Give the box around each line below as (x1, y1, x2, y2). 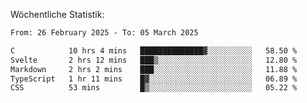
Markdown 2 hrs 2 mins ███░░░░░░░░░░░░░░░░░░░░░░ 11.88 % (10, 64, 298, 74)
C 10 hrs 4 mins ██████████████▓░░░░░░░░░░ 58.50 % (10, 45, 298, 56)
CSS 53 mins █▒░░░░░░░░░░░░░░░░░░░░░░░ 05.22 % (10, 83, 298, 93)
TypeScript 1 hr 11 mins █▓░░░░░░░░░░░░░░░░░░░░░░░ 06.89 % (10, 74, 298, 84)
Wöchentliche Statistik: (10, 9, 105, 20)
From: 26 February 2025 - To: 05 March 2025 (10, 28, 199, 38)
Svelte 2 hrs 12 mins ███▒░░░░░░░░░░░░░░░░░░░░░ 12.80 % (10, 55, 298, 65)
